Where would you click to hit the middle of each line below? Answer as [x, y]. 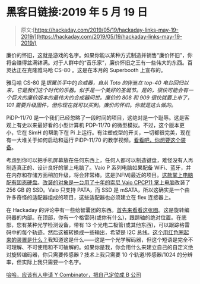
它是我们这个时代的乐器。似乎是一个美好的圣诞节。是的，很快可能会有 [102, 90]
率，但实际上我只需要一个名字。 [45, 262]
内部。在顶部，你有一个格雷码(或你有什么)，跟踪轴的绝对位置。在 [102, 217]
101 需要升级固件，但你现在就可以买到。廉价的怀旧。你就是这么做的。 [91, 105]
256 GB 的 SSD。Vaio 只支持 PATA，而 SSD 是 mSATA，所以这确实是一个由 [98, 190]
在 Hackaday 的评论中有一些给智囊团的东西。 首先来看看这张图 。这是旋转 [95, 210]
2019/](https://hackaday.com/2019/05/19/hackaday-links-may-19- [101, 36]
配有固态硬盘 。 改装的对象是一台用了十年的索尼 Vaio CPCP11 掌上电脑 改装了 [99, 182]
